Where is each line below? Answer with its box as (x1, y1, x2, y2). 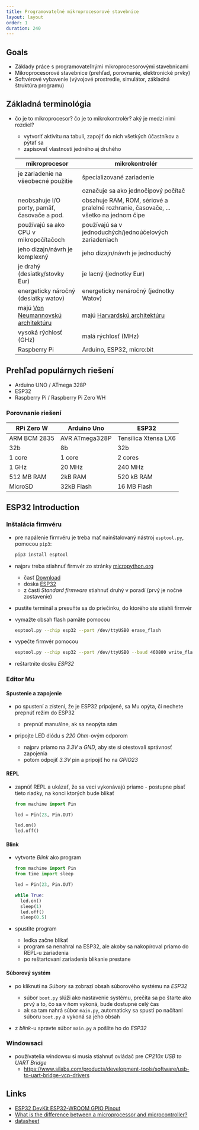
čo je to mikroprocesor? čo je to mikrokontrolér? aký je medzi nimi (14, 115, 176, 122)
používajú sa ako (17, 220, 65, 229)
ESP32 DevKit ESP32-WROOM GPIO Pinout (14, 1104, 121, 1112)
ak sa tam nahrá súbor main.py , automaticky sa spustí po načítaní (23, 1006, 183, 1014)
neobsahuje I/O (17, 196, 61, 204)
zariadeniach (82, 235, 118, 243)
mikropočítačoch (17, 235, 65, 243)
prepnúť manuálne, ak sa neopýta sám (23, 721, 117, 728)
